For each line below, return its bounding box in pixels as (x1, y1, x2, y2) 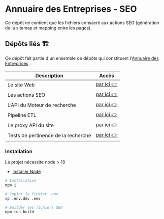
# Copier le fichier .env (5, 192, 58, 196)
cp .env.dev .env (5, 196, 41, 201)
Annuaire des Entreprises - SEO (5, 3, 137, 15)
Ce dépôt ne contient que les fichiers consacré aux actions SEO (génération (5, 20, 159, 26)
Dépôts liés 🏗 (5, 40, 49, 48)
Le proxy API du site (7, 122, 54, 129)
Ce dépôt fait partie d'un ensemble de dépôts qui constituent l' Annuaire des (5, 55, 159, 61)
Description (35, 72, 64, 79)
